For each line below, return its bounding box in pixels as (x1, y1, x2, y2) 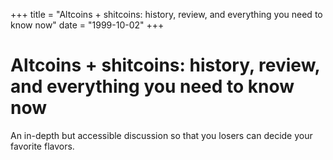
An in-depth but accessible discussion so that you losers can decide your (10, 129, 313, 141)
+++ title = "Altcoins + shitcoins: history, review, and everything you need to (10, 9, 323, 20)
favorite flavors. (10, 140, 75, 152)
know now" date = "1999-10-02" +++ (10, 19, 165, 31)
